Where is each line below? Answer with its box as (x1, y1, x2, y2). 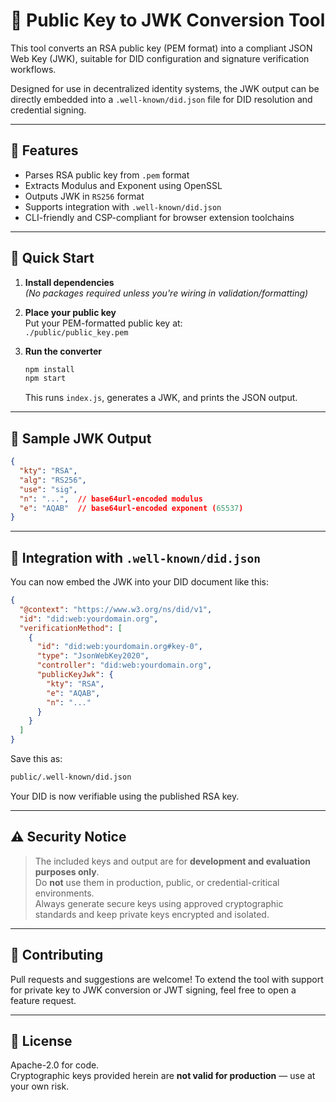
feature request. (10, 994, 77, 1006)
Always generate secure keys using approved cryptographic (34, 897, 284, 909)
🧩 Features (10, 142, 79, 159)
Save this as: (10, 753, 63, 765)
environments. (34, 887, 95, 899)
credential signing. (10, 104, 87, 116)
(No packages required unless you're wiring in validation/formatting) (24, 287, 309, 299)
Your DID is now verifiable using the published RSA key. (10, 790, 240, 802)
